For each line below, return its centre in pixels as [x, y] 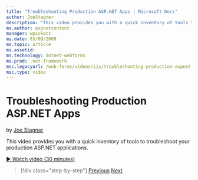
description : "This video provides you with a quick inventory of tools [97, 22]
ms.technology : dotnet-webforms [46, 55]
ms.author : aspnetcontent [38, 28]
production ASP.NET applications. [47, 148]
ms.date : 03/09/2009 [32, 39]
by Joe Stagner [25, 130]
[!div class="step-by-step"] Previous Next [71, 171]
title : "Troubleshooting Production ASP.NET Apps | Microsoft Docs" [92, 12]
